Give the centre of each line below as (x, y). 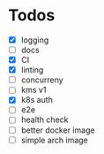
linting (32, 70)
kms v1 (33, 90)
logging (35, 40)
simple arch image (55, 140)
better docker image (58, 130)
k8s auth (37, 100)
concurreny (42, 80)
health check (45, 119)
